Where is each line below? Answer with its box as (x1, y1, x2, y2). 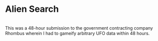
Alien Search (5, 3, 59, 15)
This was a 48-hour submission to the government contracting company (5, 25, 153, 31)
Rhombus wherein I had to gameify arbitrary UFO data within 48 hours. (5, 30, 150, 36)
